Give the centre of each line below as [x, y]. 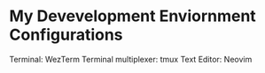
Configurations [66, 35]
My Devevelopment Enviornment [133, 16]
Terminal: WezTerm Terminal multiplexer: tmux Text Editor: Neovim [131, 59]
